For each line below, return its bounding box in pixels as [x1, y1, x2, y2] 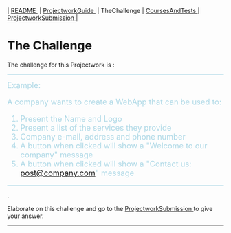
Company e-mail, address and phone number [20, 131, 186, 142]
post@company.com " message [20, 168, 135, 178]
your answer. [7, 212, 44, 220]
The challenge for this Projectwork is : [7, 60, 115, 69]
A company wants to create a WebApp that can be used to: [7, 97, 222, 107]
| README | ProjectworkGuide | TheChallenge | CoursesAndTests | [7, 7, 201, 14]
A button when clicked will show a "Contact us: [20, 159, 192, 168]
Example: [7, 80, 41, 90]
